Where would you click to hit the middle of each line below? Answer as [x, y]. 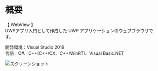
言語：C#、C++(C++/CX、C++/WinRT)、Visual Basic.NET [65, 53]
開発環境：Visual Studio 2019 [35, 47]
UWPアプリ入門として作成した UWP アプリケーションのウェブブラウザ [77, 30]
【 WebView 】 [20, 24]
